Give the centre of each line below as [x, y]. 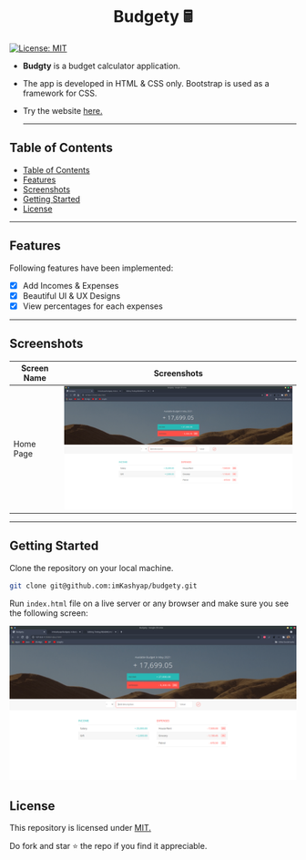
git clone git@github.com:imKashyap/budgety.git [103, 586]
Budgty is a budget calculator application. [101, 66]
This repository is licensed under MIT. [81, 828]
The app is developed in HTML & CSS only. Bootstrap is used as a [146, 83]
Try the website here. [62, 110]
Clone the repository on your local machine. [92, 568]
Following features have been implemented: [92, 268]
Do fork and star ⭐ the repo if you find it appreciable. [108, 846]
